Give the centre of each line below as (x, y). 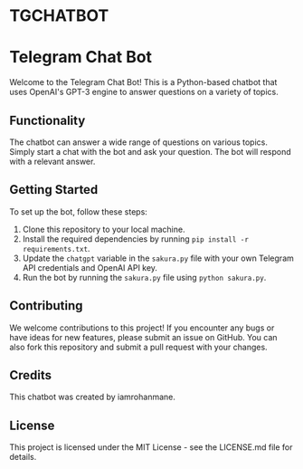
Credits (31, 375)
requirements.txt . (56, 248)
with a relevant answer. (52, 161)
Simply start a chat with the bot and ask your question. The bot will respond (150, 151)
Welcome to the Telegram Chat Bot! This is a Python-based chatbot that (143, 82)
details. (23, 457)
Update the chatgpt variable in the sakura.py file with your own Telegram (158, 258)
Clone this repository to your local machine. (104, 229)
